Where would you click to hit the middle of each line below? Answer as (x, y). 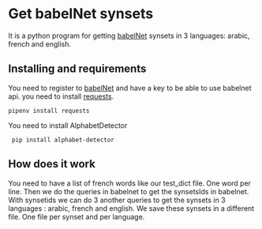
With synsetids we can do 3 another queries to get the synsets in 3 (117, 200)
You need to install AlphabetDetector (68, 125)
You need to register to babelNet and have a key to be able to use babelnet (130, 88)
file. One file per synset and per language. (77, 216)
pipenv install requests (49, 111)
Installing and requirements (77, 69)
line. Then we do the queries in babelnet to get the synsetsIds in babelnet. (129, 191)
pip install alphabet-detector (63, 140)
